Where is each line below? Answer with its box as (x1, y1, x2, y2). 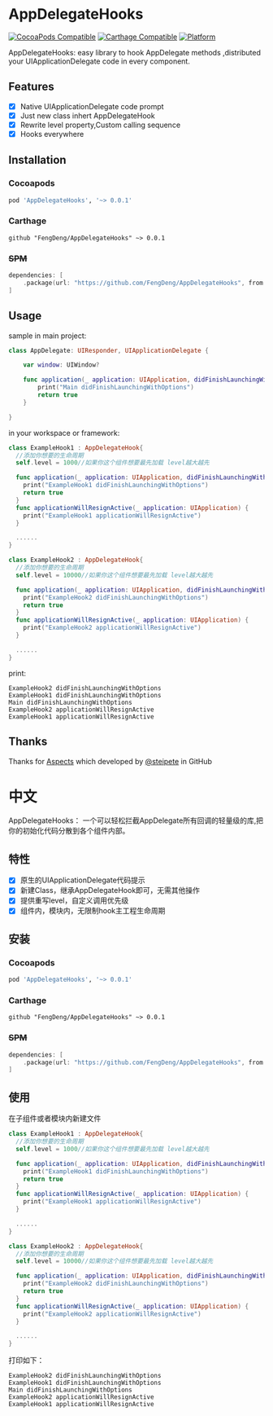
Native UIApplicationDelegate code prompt (19, 101, 164, 111)
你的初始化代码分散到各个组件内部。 (8, 826, 130, 836)
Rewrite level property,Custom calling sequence (19, 120, 181, 130)
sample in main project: (8, 331, 87, 341)
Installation (8, 153, 67, 167)
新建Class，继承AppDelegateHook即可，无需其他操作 (19, 886, 201, 895)
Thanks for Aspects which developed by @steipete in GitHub (8, 756, 213, 766)
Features (8, 80, 54, 94)
